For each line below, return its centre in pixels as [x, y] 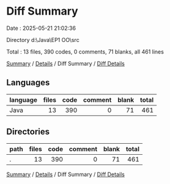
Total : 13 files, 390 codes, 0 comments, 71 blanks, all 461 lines [85, 51]
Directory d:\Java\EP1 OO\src [43, 40]
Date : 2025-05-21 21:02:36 [41, 28]
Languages [28, 83]
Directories [28, 132]
